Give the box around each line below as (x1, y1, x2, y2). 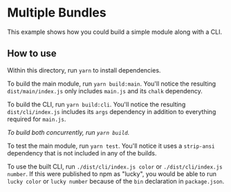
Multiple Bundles (7, 5, 107, 21)
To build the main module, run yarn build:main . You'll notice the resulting (7, 79, 216, 88)
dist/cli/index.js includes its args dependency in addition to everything (7, 107, 216, 115)
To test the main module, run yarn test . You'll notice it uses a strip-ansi (7, 142, 215, 150)
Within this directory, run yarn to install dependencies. (7, 66, 161, 74)
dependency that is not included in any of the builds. (7, 148, 157, 157)
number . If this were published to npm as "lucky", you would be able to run (7, 169, 216, 177)
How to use (7, 48, 57, 59)
